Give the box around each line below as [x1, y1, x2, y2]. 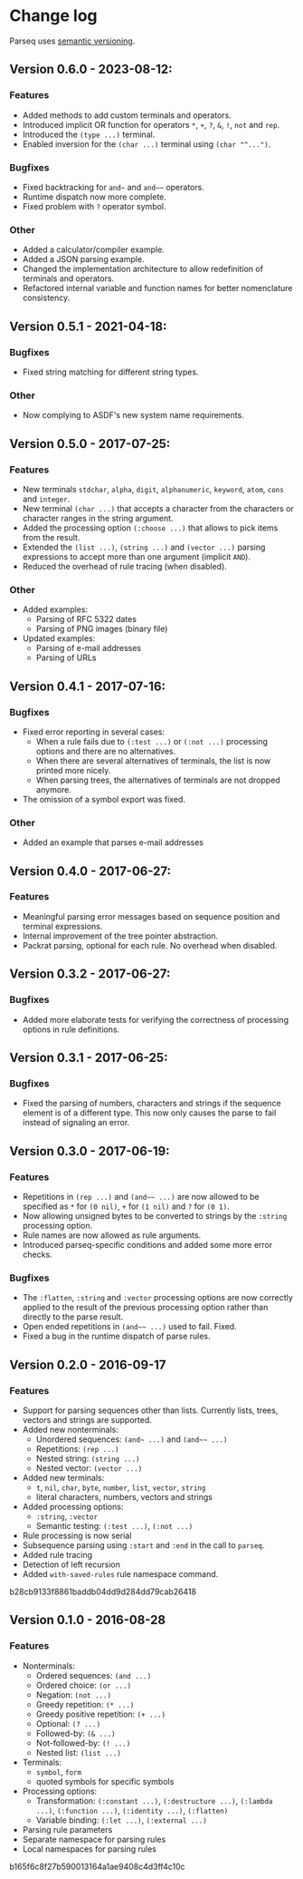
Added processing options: [22, 1501, 124, 1512]
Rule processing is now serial [22, 1530, 132, 1541]
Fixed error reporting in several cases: [22, 726, 166, 737]
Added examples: [22, 604, 89, 615]
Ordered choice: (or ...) [35, 1679, 132, 1690]
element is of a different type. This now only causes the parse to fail [22, 1107, 277, 1118]
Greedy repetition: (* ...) [35, 1699, 135, 1709]
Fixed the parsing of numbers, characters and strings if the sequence [22, 1098, 282, 1109]
